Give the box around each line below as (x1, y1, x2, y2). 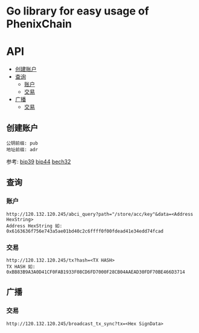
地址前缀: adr (6, 146, 38, 152)
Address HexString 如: (6, 222, 62, 229)
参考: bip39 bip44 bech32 (6, 158, 71, 165)
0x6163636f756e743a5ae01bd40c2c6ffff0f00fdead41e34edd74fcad (6, 228, 164, 234)
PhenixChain (6, 17, 72, 31)
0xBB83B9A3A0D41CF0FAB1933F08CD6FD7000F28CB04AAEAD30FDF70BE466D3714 (6, 269, 186, 275)
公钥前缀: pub (6, 140, 38, 146)
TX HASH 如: (6, 263, 36, 270)
